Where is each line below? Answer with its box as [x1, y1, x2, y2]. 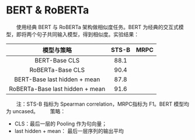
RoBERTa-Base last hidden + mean [9, 85, 106, 93]
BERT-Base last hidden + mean [14, 75, 100, 83]
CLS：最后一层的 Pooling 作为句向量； [14, 120, 107, 127]
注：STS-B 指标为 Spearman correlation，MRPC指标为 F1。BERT [16, 100, 173, 107]
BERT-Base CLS [34, 56, 80, 64]
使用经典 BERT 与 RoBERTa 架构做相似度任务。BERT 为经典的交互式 [16, 23, 179, 30]
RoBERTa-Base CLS [29, 65, 85, 73]
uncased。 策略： [12, 107, 66, 114]
